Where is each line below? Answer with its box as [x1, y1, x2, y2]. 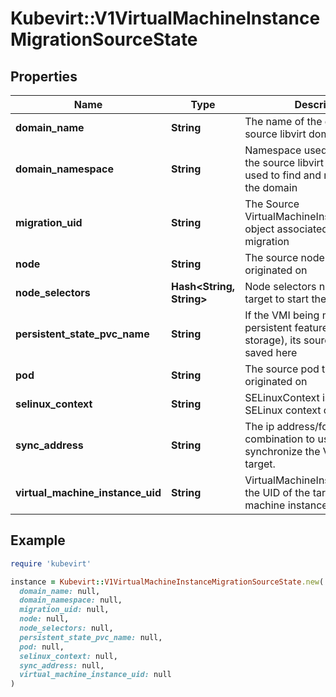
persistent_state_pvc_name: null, [19, 632, 163, 642]
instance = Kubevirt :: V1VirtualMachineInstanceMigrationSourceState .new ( [10, 577, 325, 587]
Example [10, 532, 66, 549]
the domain [244, 181, 298, 194]
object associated [244, 222, 329, 236]
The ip [244, 420, 275, 433]
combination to [244, 432, 316, 446]
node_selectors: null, [19, 623, 114, 634]
